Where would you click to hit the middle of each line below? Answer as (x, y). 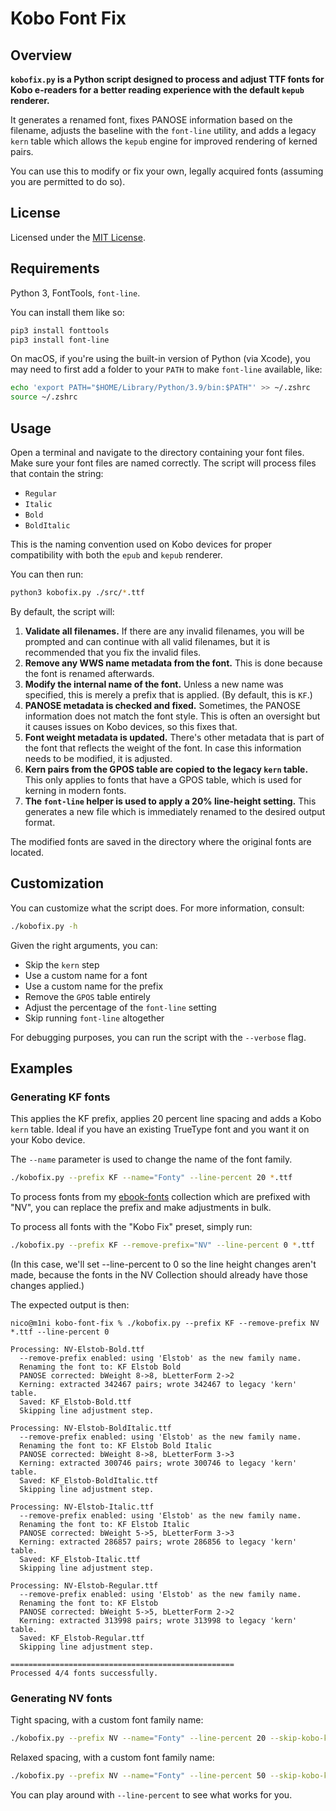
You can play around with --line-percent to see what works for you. (151, 1794)
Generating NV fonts (61, 1698)
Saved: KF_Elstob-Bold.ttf (75, 1402)
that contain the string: (57, 473)
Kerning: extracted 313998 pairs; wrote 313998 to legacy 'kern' (158, 1620)
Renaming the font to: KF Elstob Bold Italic (116, 1445)
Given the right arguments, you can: (84, 945)
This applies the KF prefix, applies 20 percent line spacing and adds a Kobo (166, 1119)
